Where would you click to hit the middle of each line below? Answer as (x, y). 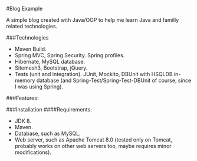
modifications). (33, 152)
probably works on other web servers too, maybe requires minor (93, 146)
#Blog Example (24, 9)
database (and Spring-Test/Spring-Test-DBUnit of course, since (114, 80)
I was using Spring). (39, 87)
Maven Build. (30, 49)
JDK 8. (23, 121)
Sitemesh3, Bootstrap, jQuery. (51, 68)
